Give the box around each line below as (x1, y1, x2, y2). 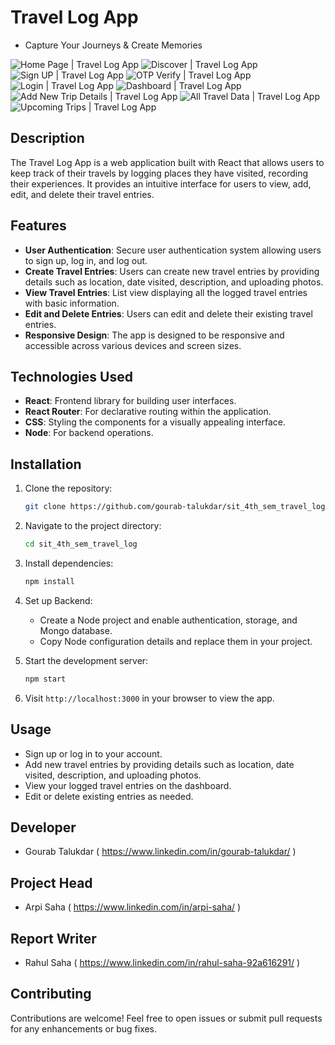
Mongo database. (39, 624, 113, 636)
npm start (24, 674, 67, 684)
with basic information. (24, 297, 120, 309)
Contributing (10, 986, 92, 1003)
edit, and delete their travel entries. (10, 188, 155, 200)
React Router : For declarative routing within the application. (24, 406, 272, 418)
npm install (24, 576, 75, 586)
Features (10, 217, 67, 235)
